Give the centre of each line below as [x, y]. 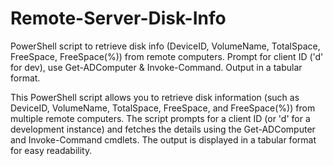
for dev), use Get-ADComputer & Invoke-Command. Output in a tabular [156, 67]
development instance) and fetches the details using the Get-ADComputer [163, 129]
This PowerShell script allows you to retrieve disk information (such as [155, 97]
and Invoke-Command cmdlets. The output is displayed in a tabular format [163, 139]
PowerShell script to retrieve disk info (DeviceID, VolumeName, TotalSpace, [165, 46]
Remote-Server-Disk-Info [118, 18]
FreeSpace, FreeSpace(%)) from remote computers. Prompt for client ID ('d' [167, 56]
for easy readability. [51, 150]
